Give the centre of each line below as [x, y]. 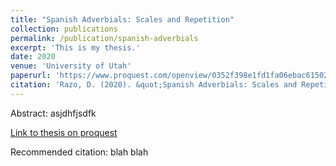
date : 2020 [33, 57]
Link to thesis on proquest [64, 132]
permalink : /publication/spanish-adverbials [104, 38]
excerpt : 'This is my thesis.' [75, 47]
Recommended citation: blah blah [79, 152]
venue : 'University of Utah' [71, 66]
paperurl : [31, 76]
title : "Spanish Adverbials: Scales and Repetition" [122, 19]
